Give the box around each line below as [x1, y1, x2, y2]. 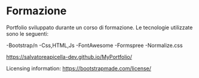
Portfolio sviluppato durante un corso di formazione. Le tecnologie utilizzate [6, 24, 193, 31]
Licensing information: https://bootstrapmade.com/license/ [6, 64, 151, 72]
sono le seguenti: [6, 30, 49, 37]
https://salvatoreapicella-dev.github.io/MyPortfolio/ [6, 53, 133, 60]
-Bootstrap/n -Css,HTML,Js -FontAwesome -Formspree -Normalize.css [6, 42, 183, 49]
